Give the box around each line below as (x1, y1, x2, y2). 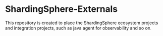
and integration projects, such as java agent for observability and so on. (5, 25, 152, 31)
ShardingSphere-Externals (5, 3, 118, 15)
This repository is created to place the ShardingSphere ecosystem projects (5, 20, 159, 26)
